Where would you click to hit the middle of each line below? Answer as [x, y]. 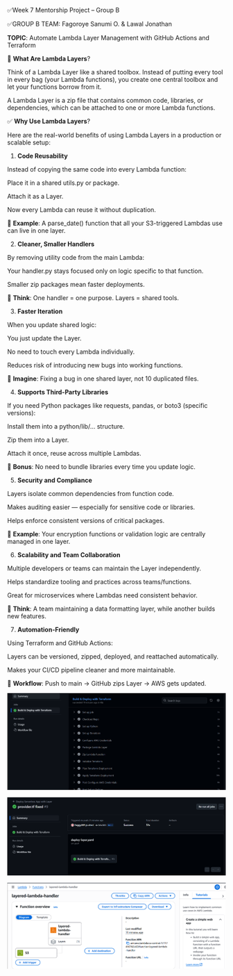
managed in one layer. [39, 541]
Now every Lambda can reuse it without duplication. [81, 210]
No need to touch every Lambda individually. [71, 351]
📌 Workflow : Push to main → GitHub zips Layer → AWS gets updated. [107, 683]
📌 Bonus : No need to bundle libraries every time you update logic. [102, 467]
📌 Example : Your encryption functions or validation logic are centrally [106, 534]
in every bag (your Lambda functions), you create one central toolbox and [113, 80]
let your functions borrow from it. [54, 87]
